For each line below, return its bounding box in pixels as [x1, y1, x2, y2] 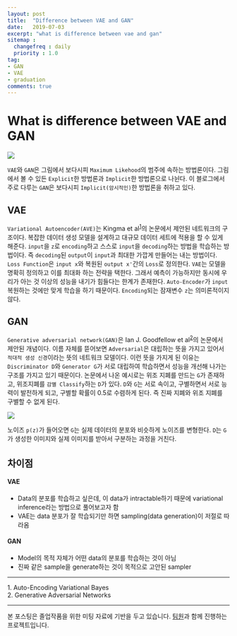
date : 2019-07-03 [7, 23, 65, 30]
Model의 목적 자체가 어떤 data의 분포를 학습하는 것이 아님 [17, 553, 177, 562]
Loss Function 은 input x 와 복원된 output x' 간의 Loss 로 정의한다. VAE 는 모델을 [7, 259, 226, 268]
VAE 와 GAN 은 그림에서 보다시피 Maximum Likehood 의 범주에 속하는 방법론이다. [7, 165, 217, 174]
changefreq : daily [13, 43, 71, 50]
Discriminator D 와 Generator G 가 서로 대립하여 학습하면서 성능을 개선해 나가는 [7, 362, 227, 371]
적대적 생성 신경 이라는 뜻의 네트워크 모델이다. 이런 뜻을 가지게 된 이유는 [7, 353, 200, 362]
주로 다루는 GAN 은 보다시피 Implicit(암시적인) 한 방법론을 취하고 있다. [7, 183, 196, 192]
